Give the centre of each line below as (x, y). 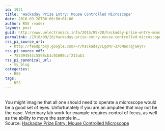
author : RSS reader (25, 23)
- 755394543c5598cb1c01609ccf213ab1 (47, 55)
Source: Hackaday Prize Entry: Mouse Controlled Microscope (67, 123)
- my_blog (19, 65)
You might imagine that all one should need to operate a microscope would (81, 102)
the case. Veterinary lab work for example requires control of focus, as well (81, 113)
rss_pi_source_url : (25, 42)
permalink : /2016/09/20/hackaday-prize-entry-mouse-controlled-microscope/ (84, 37)
